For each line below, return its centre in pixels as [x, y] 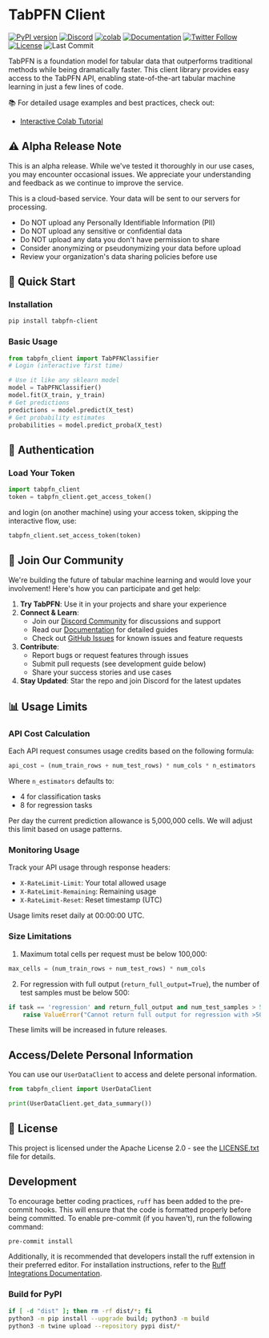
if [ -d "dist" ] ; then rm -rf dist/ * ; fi [80, 1311]
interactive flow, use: [43, 521]
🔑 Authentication [51, 450]
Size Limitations [40, 936]
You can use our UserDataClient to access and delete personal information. [133, 1074]
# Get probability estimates [57, 418]
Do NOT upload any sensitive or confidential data [101, 231]
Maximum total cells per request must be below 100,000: [114, 954]
